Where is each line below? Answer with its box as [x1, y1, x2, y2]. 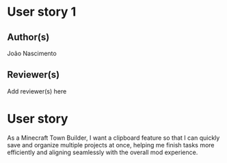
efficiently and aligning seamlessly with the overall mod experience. [7, 148, 198, 156]
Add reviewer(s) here [7, 87, 67, 95]
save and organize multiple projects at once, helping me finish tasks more [7, 140, 215, 149]
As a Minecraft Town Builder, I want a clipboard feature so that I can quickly [7, 134, 220, 142]
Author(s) [7, 31, 50, 43]
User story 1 [7, 4, 77, 20]
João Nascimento [7, 49, 57, 57]
